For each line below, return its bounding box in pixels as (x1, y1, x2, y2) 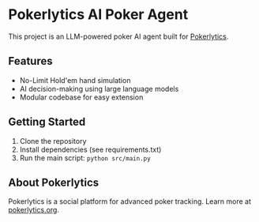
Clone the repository (19, 136, 87, 145)
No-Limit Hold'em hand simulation (19, 75, 131, 85)
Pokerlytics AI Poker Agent (8, 6, 189, 24)
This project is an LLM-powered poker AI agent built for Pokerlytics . (8, 32, 229, 41)
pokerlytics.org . (8, 205, 59, 215)
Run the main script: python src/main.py (19, 152, 152, 163)
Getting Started (8, 115, 86, 129)
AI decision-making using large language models (19, 84, 179, 93)
